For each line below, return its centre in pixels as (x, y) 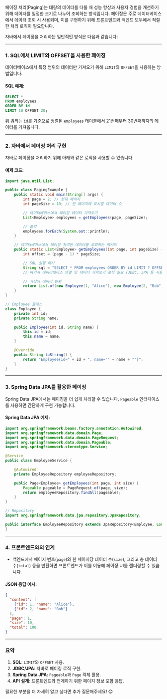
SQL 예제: (15, 86)
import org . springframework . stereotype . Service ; (56, 447)
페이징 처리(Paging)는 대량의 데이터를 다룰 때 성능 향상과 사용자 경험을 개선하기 (82, 7)
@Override (24, 350)
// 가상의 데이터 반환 (42, 281)
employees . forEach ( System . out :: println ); (67, 231)
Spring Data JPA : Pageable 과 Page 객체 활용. (56, 675)
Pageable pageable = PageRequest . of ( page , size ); (75, 488)
